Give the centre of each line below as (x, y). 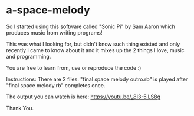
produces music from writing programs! (54, 32)
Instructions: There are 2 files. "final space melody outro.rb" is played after (97, 79)
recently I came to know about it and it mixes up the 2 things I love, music (95, 50)
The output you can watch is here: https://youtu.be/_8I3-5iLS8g (83, 97)
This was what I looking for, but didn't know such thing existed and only (93, 44)
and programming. (29, 56)
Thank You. (20, 108)
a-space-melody (48, 10)
